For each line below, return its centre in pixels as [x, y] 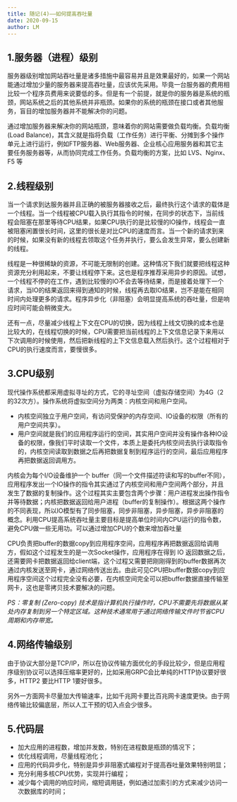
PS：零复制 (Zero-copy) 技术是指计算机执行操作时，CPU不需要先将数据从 [114, 603]
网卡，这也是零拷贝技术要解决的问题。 [63, 587]
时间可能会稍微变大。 [44, 308]
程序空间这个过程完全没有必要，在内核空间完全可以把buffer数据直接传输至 [121, 579]
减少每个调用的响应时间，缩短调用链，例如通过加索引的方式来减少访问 [120, 783]
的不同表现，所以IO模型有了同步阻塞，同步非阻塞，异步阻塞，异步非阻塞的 [116, 511]
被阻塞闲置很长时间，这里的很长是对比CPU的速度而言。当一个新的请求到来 [116, 231]
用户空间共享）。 [41, 424]
